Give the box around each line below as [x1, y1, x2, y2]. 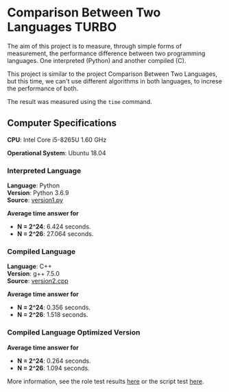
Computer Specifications [7, 118, 117, 129]
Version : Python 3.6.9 [7, 189, 69, 197]
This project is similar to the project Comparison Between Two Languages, [7, 70, 218, 78]
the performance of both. [7, 84, 79, 92]
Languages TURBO [7, 19, 117, 35]
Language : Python [7, 181, 60, 190]
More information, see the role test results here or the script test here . [7, 377, 204, 385]
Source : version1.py [7, 196, 64, 205]
